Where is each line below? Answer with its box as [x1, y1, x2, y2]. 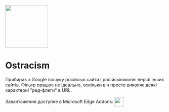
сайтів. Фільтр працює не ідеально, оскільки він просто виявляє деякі [5, 82, 157, 88]
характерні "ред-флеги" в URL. [5, 87, 72, 93]
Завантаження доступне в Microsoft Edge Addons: [5, 98, 114, 104]
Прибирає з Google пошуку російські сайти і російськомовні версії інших [5, 76, 164, 82]
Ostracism [5, 60, 50, 71]
